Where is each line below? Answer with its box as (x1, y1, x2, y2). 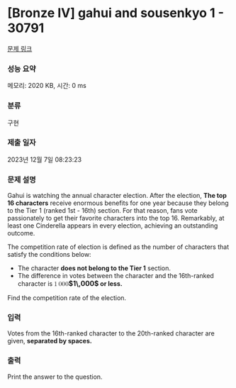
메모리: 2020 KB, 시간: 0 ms (7, 82, 86, 90)
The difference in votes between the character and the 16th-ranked (17, 272, 214, 280)
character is (17, 279, 53, 288)
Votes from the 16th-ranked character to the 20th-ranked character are (7, 329, 215, 338)
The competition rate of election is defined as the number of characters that (7, 243, 229, 251)
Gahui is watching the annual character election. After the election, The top (7, 192, 227, 200)
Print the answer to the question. (7, 372, 103, 381)
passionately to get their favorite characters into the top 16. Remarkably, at (7, 214, 225, 223)
